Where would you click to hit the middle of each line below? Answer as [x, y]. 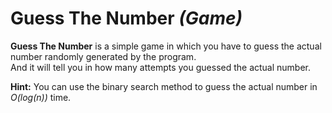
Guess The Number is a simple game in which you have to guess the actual [166, 46]
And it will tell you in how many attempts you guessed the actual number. [161, 67]
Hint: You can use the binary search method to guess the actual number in [164, 86]
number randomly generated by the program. [103, 56]
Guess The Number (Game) [126, 18]
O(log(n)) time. [41, 97]
